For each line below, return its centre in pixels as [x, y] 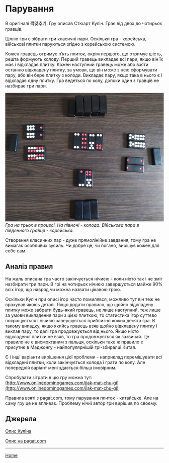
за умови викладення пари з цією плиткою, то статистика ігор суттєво [81, 315]
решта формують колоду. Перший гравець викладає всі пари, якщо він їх [84, 59]
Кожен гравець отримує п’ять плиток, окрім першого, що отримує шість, [84, 54]
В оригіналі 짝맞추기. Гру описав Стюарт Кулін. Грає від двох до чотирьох [84, 23]
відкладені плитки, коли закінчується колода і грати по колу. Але [75, 362]
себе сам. [16, 251]
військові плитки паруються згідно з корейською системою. [70, 44]
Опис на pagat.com [26, 441]
